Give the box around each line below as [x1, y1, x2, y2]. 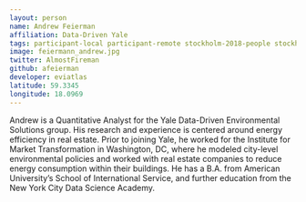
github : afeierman [9, 65, 79, 74]
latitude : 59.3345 [9, 81, 79, 90]
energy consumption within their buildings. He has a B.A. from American [9, 163, 280, 174]
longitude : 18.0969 [9, 89, 84, 98]
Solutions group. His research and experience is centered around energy [9, 124, 283, 135]
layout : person [9, 13, 67, 23]
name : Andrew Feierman [9, 22, 96, 31]
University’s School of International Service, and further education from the [9, 172, 291, 183]
